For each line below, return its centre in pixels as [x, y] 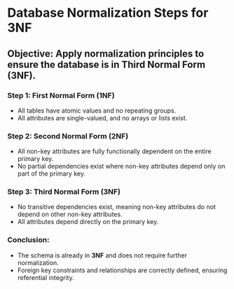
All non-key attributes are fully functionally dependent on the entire [114, 151]
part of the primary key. [51, 174]
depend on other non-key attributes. [70, 214]
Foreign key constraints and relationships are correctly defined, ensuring [122, 270]
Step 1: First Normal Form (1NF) [61, 95]
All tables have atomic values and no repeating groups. [97, 111]
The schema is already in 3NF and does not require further [102, 255]
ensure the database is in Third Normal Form [106, 64]
